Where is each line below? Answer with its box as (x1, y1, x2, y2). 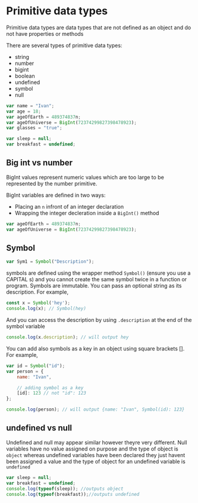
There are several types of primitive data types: (6, 42, 122, 49)
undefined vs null (6, 423, 73, 433)
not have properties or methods (6, 30, 84, 37)
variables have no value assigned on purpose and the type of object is (6, 445, 178, 452)
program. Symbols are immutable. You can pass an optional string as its (6, 282, 182, 290)
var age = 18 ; (6, 108, 42, 114)
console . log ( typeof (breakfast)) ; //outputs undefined (6, 491, 140, 497)
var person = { (6, 368, 44, 374)
